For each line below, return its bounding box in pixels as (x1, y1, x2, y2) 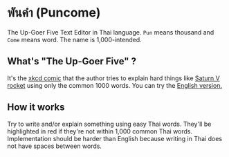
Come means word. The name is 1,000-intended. (7, 35, 142, 44)
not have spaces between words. (7, 142, 102, 150)
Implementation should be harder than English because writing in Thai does (7, 134, 223, 142)
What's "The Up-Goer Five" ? (7, 55, 137, 67)
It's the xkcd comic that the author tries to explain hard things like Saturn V (7, 74, 220, 82)
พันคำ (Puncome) (7, 5, 101, 21)
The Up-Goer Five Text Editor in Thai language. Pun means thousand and (7, 28, 214, 36)
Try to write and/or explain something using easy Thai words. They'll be (7, 120, 212, 128)
